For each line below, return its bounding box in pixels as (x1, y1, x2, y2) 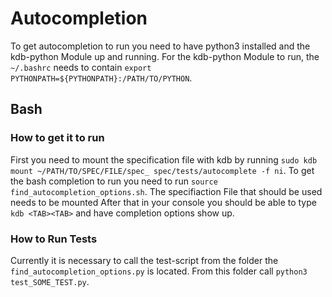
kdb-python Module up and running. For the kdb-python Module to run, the (10, 50, 320, 62)
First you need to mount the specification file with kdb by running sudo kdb (10, 153, 318, 166)
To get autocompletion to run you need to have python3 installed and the (10, 40, 311, 52)
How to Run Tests (10, 232, 98, 246)
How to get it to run (10, 131, 105, 145)
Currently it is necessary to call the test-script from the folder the (10, 254, 279, 266)
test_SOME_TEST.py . (10, 275, 90, 287)
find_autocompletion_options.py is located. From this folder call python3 (10, 265, 308, 277)
